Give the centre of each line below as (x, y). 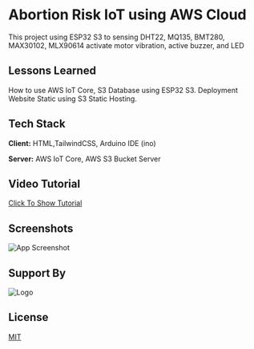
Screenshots (41, 228)
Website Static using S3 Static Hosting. (73, 99)
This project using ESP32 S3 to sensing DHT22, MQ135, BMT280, (117, 37)
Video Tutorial (44, 183)
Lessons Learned (52, 71)
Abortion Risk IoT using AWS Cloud (127, 15)
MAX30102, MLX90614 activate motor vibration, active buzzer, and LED (126, 45)
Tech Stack (37, 124)
